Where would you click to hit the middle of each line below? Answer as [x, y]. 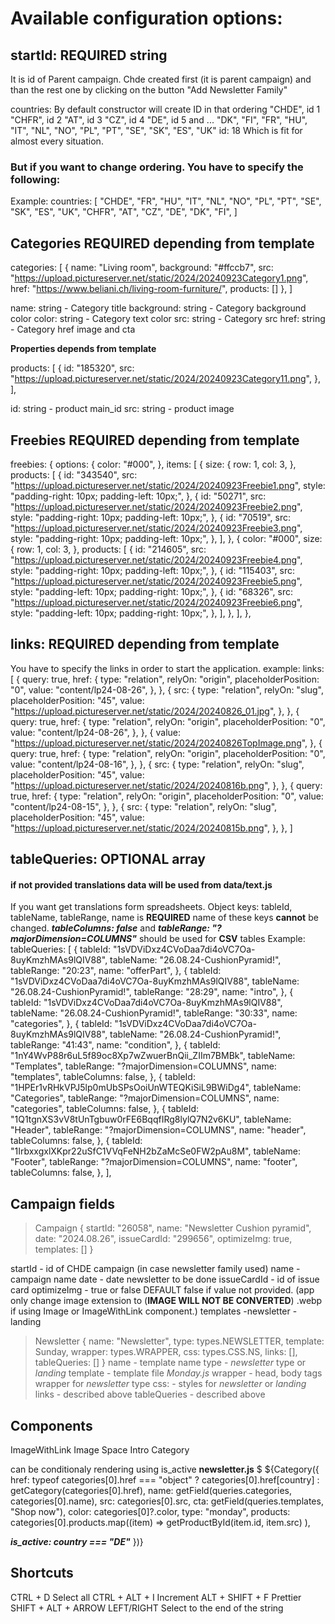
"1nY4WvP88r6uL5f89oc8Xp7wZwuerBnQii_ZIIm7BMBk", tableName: [153, 1056]
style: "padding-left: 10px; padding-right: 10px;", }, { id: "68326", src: [151, 591]
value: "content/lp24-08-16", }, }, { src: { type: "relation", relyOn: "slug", [157, 764]
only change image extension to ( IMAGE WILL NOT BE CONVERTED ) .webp [166, 1301]
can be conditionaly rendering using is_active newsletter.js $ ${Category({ [165, 1469]
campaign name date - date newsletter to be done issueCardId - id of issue [165, 1279]
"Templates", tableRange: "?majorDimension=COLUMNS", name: [143, 1066]
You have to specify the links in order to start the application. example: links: [167, 668]
